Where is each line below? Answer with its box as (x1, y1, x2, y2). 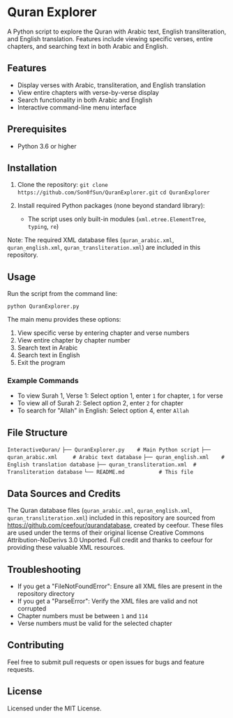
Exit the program (17, 359, 66, 367)
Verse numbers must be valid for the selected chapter (17, 619, 173, 627)
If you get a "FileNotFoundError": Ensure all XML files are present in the (17, 582, 223, 590)
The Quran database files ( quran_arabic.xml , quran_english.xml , (7, 507, 193, 515)
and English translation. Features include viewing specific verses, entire (7, 34, 213, 43)
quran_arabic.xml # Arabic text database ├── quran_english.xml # (7, 454, 225, 461)
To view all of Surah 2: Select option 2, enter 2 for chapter (17, 399, 183, 407)
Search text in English (17, 351, 80, 359)
